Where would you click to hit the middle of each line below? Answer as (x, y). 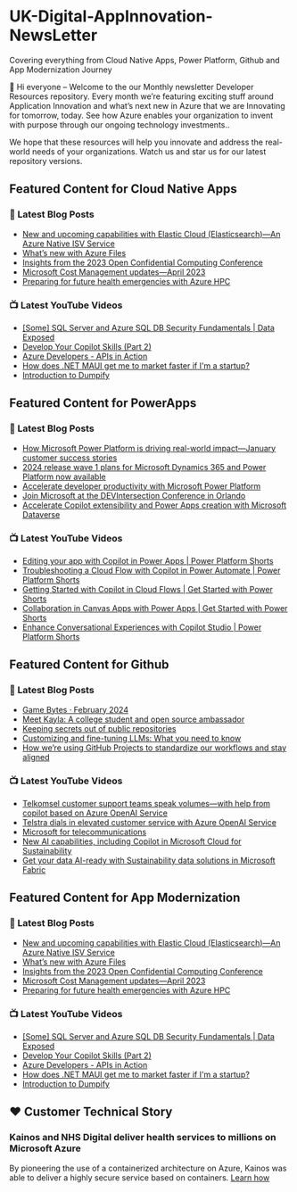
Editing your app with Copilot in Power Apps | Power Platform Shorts (148, 560)
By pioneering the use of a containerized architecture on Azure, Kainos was (148, 1168)
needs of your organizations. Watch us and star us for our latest (149, 151)
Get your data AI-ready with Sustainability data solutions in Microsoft (148, 860)
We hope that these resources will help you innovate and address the (136, 142)
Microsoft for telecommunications (84, 832)
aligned (36, 757)
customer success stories (70, 458)
